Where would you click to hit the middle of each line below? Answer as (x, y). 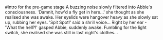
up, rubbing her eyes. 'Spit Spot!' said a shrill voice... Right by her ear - (76, 22)
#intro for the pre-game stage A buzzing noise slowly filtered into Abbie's (79, 7)
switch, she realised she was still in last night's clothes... (62, 33)
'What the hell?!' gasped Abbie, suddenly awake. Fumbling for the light (76, 27)
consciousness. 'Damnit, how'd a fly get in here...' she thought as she (75, 12)
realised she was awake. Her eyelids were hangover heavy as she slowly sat (81, 17)
